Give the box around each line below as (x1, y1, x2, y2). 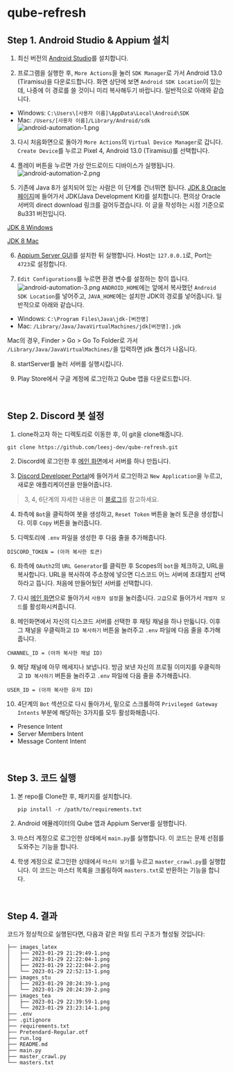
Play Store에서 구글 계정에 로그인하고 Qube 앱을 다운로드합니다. (17, 374, 192, 383)
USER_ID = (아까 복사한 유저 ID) (7, 686, 94, 693)
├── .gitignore (7, 1016, 51, 1024)
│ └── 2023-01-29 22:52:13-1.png (7, 968, 110, 975)
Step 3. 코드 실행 (7, 773, 76, 784)
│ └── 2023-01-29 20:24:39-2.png (7, 987, 110, 993)
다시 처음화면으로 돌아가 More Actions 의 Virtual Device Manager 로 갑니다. (17, 138, 223, 146)
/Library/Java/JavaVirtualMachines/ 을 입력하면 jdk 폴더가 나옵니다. (7, 345, 198, 353)
